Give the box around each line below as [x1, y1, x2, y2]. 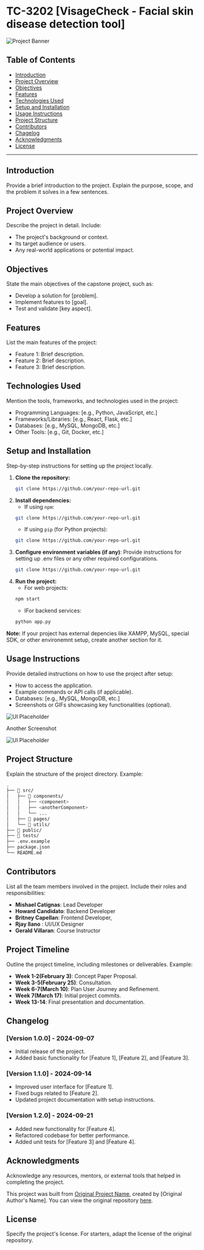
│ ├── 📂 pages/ [6, 816, 50, 822]
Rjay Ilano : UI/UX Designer [15, 920, 84, 928]
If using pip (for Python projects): [24, 526, 108, 533]
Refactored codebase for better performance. [15, 1131, 130, 1139]
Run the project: [15, 578, 57, 585]
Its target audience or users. [15, 240, 86, 247]
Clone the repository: [15, 474, 70, 481]
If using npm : [24, 503, 55, 510]
